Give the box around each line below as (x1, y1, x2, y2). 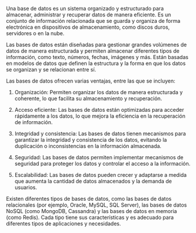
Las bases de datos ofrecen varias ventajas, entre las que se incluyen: (6, 77, 176, 84)
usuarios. (14, 184, 37, 191)
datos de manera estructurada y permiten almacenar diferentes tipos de (6, 47, 180, 54)
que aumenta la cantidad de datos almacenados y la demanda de (14, 178, 172, 184)
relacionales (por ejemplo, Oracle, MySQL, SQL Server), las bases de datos (6, 201, 187, 208)
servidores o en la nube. (6, 30, 65, 37)
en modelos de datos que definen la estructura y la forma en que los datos (6, 60, 186, 67)
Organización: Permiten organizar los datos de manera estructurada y (14, 89, 183, 95)
